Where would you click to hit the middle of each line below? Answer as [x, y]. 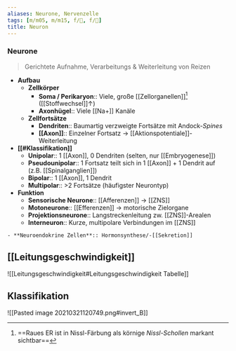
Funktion [31, 193]
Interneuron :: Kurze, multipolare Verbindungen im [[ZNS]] [112, 223]
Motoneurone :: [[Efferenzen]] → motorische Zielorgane [108, 208]
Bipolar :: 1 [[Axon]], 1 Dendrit [70, 178]
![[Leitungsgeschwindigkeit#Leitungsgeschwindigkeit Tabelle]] [98, 274]
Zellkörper [44, 88]
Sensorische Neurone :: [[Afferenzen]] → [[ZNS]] [99, 200]
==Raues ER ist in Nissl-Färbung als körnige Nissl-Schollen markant [116, 333]
